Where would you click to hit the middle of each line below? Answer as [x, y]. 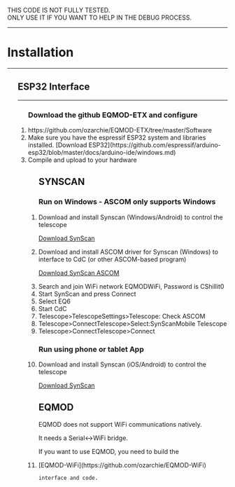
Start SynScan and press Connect [87, 294]
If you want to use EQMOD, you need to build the [109, 451]
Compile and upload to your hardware [83, 160]
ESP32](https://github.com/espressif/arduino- [155, 145]
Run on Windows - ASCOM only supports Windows [127, 202]
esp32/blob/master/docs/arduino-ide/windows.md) [102, 153]
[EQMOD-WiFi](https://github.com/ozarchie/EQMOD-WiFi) [122, 465]
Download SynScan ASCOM [79, 273]
